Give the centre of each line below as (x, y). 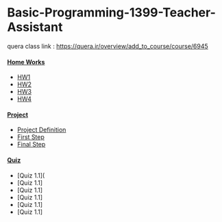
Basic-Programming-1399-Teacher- (111, 13)
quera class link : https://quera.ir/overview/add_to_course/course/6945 (108, 46)
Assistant (35, 27)
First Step (30, 137)
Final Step (31, 145)
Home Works (26, 62)
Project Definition (41, 130)
